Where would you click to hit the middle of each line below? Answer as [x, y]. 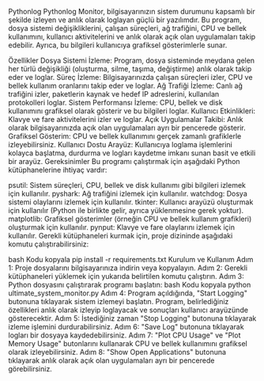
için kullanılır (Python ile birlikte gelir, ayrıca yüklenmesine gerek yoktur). [126, 210]
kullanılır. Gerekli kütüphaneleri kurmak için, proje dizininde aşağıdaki [121, 236]
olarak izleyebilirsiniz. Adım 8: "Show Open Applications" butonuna [117, 352]
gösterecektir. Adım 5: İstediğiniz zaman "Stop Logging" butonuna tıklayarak [132, 318]
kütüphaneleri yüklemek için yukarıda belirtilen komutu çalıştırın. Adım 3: [126, 276]
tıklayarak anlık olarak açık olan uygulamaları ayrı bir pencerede [111, 360]
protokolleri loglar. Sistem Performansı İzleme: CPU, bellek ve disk [115, 103]
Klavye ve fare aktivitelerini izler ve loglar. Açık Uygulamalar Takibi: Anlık [126, 119]
